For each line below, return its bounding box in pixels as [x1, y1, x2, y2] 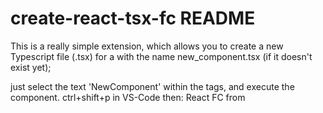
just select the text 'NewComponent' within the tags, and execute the [10, 80, 295, 92]
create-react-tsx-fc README [10, 7, 256, 30]
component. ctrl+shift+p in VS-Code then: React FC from [10, 91, 246, 103]
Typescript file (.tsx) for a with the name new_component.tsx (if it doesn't [10, 50, 313, 62]
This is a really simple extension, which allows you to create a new [10, 40, 284, 52]
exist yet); [10, 61, 52, 73]
